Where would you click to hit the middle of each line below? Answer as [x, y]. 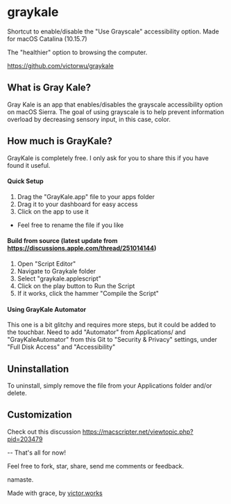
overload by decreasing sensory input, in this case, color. [89, 119]
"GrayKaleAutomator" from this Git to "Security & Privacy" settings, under [112, 340]
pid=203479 [25, 439]
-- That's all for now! [36, 452]
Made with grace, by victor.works [55, 493]
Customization [40, 415]
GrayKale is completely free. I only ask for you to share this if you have [108, 158]
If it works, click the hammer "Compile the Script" [88, 293]
